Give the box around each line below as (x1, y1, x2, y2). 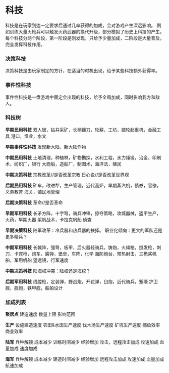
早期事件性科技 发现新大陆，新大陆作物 (5, 144, 86, 150)
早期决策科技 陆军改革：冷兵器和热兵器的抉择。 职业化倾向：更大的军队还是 (5, 227, 162, 233)
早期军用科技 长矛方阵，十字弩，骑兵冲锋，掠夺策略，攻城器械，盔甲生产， (5, 210, 161, 216)
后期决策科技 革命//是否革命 (5, 199, 63, 205)
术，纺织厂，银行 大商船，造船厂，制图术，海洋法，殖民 (5, 160, 122, 167)
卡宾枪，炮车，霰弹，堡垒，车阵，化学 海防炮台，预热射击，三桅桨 (14, 251, 152, 257)
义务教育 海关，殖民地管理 (5, 188, 60, 195)
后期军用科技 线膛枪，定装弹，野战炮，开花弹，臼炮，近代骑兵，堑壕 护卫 (5, 278, 158, 284)
